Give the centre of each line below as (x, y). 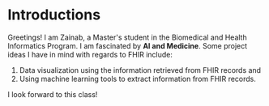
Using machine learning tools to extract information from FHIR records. (138, 78)
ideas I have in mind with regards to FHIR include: (90, 54)
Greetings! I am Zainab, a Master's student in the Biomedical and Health (128, 37)
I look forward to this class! (53, 94)
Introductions (54, 15)
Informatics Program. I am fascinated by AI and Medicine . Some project (128, 45)
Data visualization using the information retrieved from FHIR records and (140, 70)
